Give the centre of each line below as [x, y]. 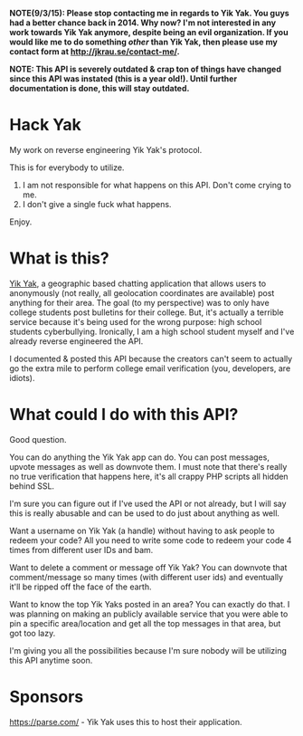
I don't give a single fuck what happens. [97, 204]
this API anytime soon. [51, 660]
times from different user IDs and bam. [81, 550]
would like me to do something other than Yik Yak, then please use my [143, 42]
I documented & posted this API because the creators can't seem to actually [151, 358]
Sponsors [47, 697]
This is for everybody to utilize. [67, 167]
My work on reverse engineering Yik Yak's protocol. [106, 149]
